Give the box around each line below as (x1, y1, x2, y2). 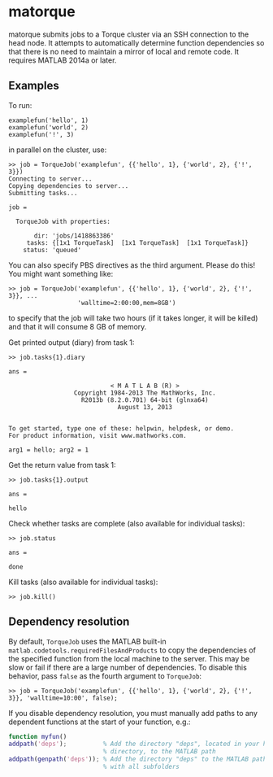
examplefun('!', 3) (8, 130, 75, 138)
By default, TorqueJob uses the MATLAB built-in (8, 636, 167, 646)
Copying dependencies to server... (8, 181, 129, 190)
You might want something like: (8, 268, 114, 278)
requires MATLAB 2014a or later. (8, 55, 117, 65)
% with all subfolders (102, 763, 180, 771)
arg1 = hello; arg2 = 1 (8, 446, 89, 454)
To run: (8, 100, 32, 110)
